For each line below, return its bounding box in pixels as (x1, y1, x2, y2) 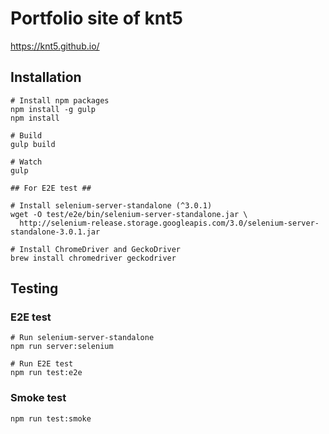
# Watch (10, 157, 43, 167)
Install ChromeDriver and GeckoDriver (19, 244, 182, 254)
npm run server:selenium (10, 342, 114, 352)
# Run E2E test (10, 359, 74, 369)
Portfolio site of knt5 (10, 7, 183, 30)
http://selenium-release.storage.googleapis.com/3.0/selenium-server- (19, 218, 320, 228)
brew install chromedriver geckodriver (10, 253, 177, 263)
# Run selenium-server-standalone (10, 333, 155, 343)
